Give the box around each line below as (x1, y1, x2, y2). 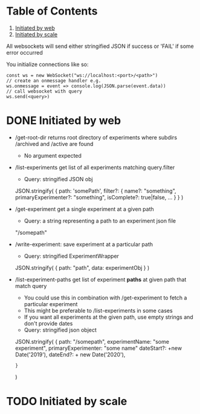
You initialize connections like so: (6, 61, 89, 68)
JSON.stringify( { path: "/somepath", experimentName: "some (15, 338, 169, 345)
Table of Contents (6, 4, 98, 18)
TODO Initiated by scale (6, 395, 127, 409)
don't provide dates (24, 319, 73, 327)
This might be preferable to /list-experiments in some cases (24, 307, 173, 314)
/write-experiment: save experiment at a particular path (15, 241, 153, 248)
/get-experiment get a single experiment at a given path (15, 205, 154, 213)
